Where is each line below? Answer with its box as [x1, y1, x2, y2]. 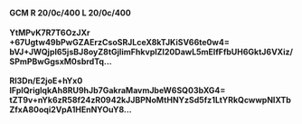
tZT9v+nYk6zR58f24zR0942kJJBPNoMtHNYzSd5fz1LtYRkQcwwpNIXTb [9, 95, 292, 106]
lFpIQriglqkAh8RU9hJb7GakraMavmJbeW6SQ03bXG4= [9, 85, 226, 96]
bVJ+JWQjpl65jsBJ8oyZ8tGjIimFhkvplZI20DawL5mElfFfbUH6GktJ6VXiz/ [9, 46, 294, 58]
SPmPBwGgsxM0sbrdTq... [9, 56, 113, 67]
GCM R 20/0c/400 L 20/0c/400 [9, 7, 131, 18]
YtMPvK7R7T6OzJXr [9, 27, 90, 38]
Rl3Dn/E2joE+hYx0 [9, 75, 83, 86]
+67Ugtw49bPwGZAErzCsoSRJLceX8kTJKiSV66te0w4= [9, 37, 231, 48]
